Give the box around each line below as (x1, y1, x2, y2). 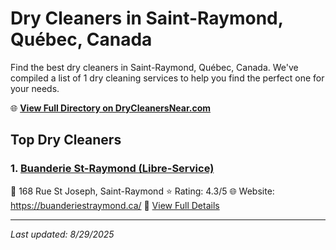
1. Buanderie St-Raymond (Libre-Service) (10, 162, 215, 176)
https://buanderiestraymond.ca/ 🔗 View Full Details (10, 199, 220, 211)
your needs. (10, 82, 60, 94)
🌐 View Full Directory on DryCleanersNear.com (10, 102, 212, 114)
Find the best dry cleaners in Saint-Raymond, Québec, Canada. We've (10, 61, 299, 73)
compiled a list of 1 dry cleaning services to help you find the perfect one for (10, 72, 325, 84)
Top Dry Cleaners (10, 132, 122, 149)
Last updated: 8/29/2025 (10, 228, 115, 240)
